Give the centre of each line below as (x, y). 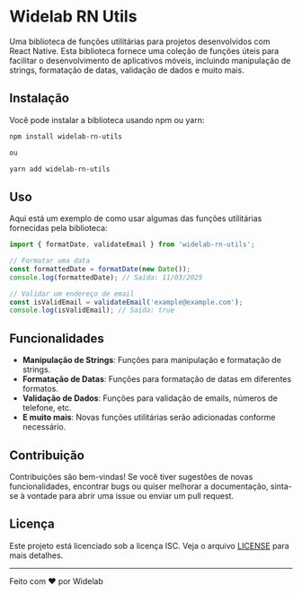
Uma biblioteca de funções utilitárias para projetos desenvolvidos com (140, 41)
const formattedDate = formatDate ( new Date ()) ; (100, 269)
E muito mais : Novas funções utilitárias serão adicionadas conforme (149, 417)
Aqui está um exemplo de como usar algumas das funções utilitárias (136, 218)
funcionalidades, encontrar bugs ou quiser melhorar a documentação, (139, 486)
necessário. (44, 427)
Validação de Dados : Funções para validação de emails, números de (150, 398)
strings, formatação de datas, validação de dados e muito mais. (127, 70)
